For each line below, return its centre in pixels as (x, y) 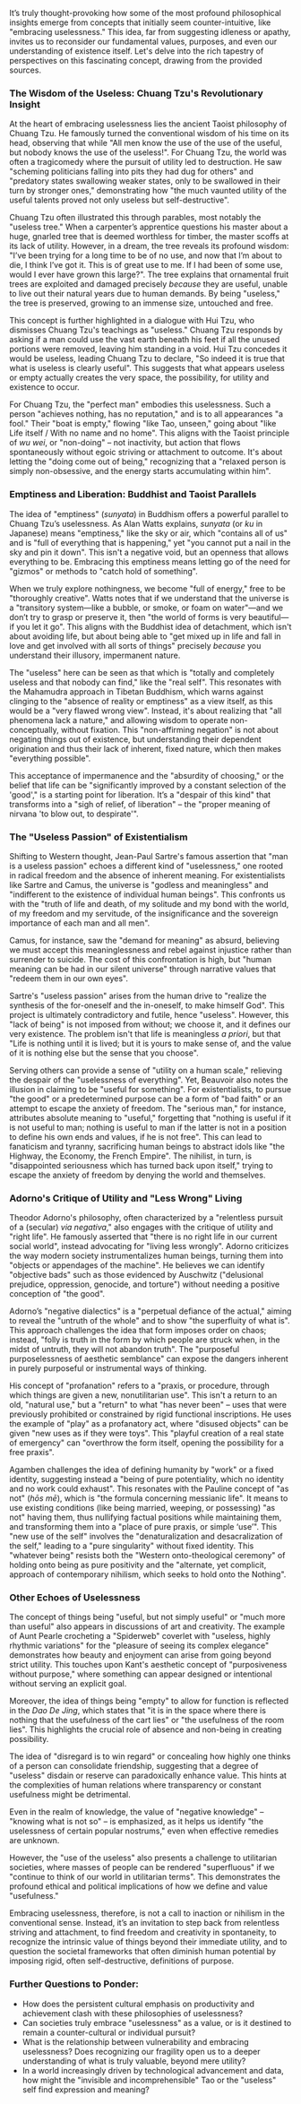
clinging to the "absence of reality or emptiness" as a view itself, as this (141, 701)
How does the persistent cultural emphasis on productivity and (138, 2004)
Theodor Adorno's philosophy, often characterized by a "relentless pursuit (146, 1218)
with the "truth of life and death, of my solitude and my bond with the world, (149, 903)
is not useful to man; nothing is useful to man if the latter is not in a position (148, 1127)
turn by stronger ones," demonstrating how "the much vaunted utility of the (148, 191)
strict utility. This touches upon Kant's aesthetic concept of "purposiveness (148, 1665)
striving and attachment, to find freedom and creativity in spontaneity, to (143, 1932)
